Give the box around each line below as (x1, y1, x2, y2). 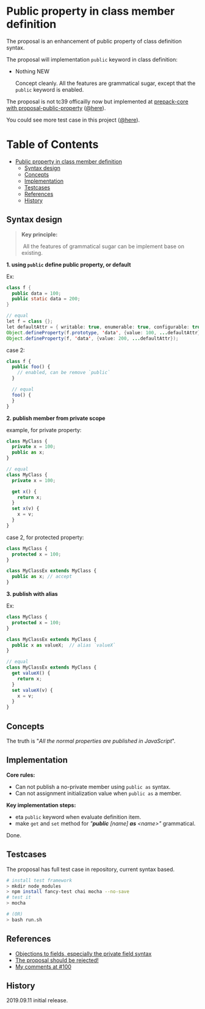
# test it (6, 894, 32, 901)
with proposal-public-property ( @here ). (6, 104, 106, 111)
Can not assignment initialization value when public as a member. (15, 790, 182, 797)
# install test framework (6, 877, 72, 884)
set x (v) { (12, 505, 40, 512)
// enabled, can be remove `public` (17, 370, 111, 376)
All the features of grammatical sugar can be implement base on (23, 243, 185, 250)
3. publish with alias (6, 590, 58, 598)
